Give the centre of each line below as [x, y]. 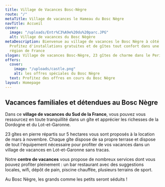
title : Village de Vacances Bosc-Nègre [46, 10]
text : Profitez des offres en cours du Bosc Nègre [62, 78]
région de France [27, 51]
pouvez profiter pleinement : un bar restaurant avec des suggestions [74, 164]
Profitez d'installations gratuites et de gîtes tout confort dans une [84, 46]
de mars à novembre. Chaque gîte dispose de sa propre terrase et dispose [80, 139]
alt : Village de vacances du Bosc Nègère [53, 37]
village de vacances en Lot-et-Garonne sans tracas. [58, 150]
